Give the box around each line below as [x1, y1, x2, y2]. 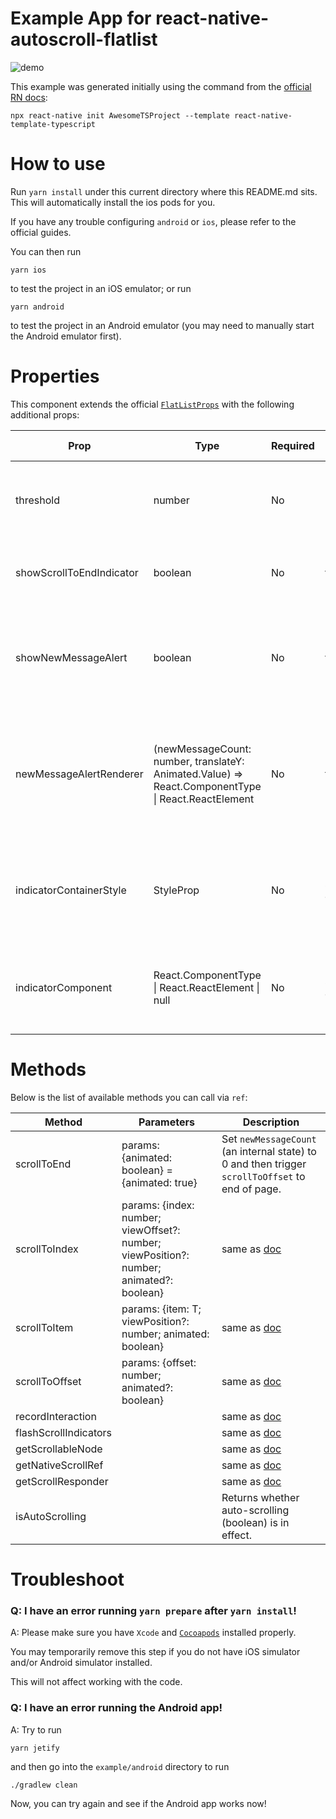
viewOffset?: [121, 1223, 181, 1237]
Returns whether [221, 1490, 300, 1504]
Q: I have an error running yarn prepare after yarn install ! [10, 1603, 297, 1617]
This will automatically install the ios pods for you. [10, 196, 216, 208]
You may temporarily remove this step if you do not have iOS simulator [10, 1646, 301, 1658]
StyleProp [153, 883, 200, 897]
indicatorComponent [15, 980, 113, 994]
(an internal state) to [221, 1144, 317, 1158]
